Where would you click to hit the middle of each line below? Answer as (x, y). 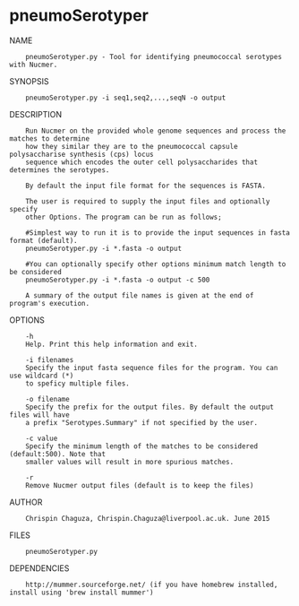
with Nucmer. (34, 65)
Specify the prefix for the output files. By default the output (150, 407)
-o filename (47, 399)
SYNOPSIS (29, 81)
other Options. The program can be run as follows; (124, 217)
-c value (42, 438)
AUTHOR (26, 502)
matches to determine (50, 139)
